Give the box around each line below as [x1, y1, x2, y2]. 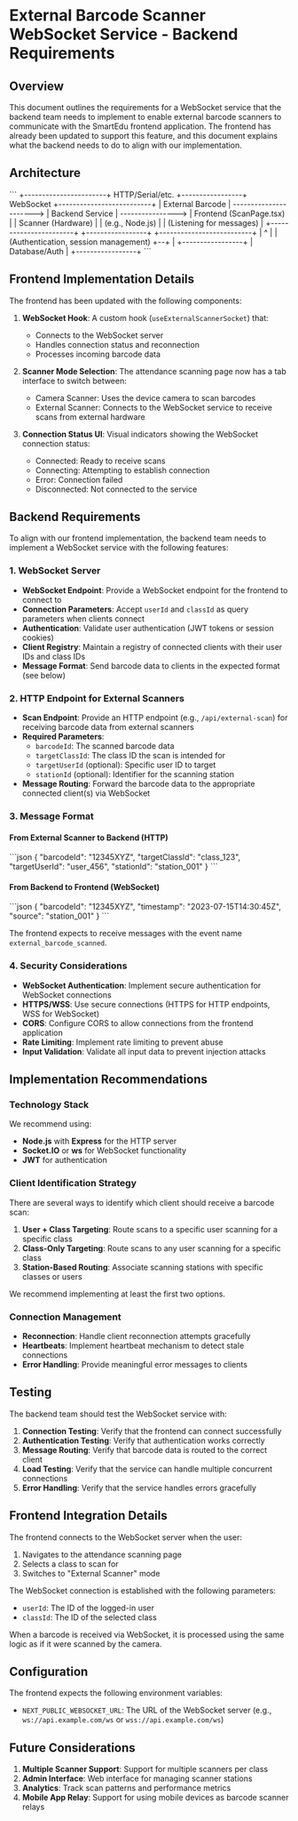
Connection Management [9, 1311, 122, 1323]
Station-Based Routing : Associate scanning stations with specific [21, 1262, 263, 1272]
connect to [21, 594, 62, 605]
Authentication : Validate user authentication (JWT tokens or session [21, 622, 274, 633]
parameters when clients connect [21, 613, 145, 623]
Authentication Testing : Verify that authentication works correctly [21, 1435, 265, 1446]
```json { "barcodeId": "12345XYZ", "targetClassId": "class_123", [9, 852, 241, 862]
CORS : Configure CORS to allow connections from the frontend [21, 1017, 254, 1028]
